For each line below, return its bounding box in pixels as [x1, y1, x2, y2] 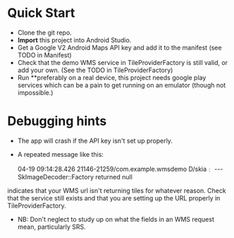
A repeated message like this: [17, 150, 104, 158]
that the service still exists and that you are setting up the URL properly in [7, 194, 221, 202]
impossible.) [17, 88, 54, 97]
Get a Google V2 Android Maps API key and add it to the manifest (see [17, 43, 222, 52]
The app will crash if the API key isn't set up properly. [17, 136, 173, 145]
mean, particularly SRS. [17, 222, 86, 231]
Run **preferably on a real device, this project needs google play [17, 73, 207, 82]
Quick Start [7, 5, 75, 21]
